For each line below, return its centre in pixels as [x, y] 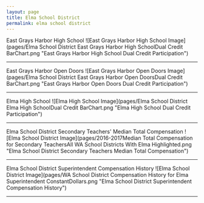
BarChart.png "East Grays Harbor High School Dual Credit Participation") [97, 53]
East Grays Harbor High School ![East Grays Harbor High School [87, 41]
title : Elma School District [43, 18]
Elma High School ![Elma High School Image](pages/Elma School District [97, 101]
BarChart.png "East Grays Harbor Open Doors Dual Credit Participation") [97, 84]
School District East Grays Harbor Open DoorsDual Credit [111, 77]
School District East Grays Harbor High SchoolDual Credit [111, 47]
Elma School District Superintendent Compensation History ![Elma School [98, 168]
